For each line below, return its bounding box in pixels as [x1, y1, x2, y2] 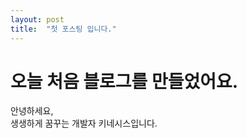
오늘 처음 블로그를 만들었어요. [10, 70, 239, 93]
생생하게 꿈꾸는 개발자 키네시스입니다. [10, 117, 158, 130]
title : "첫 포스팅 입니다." [10, 24, 117, 34]
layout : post [10, 14, 65, 25]
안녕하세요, [10, 105, 54, 117]
